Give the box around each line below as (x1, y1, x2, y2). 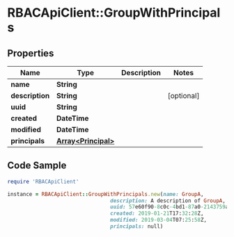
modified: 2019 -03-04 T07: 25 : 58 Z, (110, 217, 208, 224)
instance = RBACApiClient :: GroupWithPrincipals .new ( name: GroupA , (7, 190, 204, 197)
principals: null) (110, 223, 164, 230)
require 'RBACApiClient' (7, 178, 79, 185)
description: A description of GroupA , (110, 197, 226, 204)
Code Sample (7, 160, 67, 172)
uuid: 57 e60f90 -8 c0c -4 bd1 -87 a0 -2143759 (110, 204, 226, 211)
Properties (7, 47, 54, 59)
